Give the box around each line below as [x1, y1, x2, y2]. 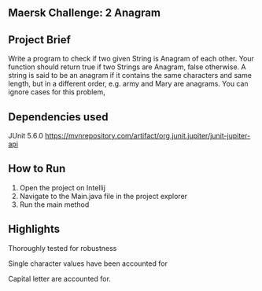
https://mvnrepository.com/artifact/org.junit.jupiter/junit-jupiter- [44, 131, 251, 141]
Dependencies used [8, 110, 109, 123]
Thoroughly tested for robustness [8, 243, 117, 252]
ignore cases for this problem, [8, 87, 106, 97]
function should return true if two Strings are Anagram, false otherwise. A [8, 62, 246, 72]
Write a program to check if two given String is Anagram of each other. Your [8, 54, 254, 64]
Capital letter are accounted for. [8, 274, 112, 283]
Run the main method [19, 200, 90, 209]
